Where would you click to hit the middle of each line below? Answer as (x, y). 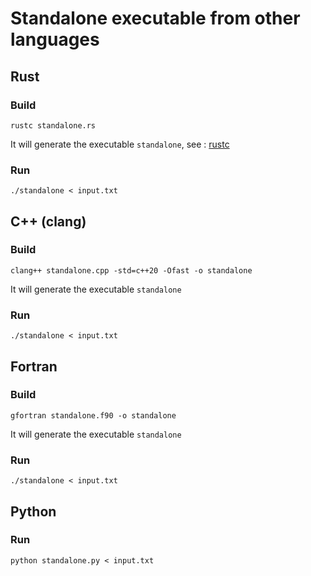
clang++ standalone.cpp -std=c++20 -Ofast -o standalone (131, 270)
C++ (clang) (48, 221)
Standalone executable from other (155, 18)
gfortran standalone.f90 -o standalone (93, 415)
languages (55, 39)
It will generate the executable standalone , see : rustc (120, 144)
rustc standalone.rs (53, 125)
